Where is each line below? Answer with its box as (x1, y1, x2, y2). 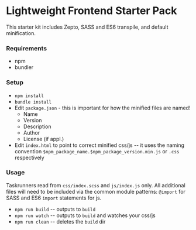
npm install (14, 92, 44, 99)
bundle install (14, 99, 52, 105)
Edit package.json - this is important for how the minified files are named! (14, 104, 191, 111)
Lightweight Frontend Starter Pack (6, 4, 177, 18)
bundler (14, 64, 34, 71)
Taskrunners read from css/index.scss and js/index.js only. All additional (6, 181, 185, 188)
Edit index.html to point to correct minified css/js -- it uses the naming (14, 142, 185, 149)
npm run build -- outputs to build (14, 205, 96, 212)
